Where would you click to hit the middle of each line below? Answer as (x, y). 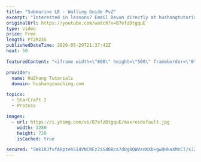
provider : (19, 73)
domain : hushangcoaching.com (48, 84)
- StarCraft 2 (29, 100)
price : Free (21, 34)
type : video (21, 28)
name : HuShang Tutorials (42, 78)
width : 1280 (32, 127)
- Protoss (24, 106)
